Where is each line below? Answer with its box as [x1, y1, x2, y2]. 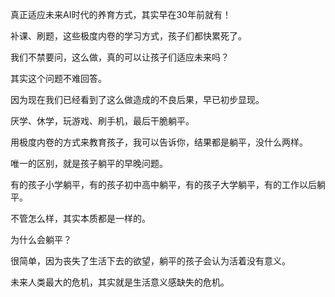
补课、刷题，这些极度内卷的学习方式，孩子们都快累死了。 [10, 30, 247, 42]
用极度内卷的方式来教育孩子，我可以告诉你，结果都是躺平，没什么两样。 [10, 136, 308, 148]
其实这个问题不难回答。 [10, 73, 107, 84]
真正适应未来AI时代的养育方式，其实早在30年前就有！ [10, 9, 232, 20]
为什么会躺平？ [10, 234, 72, 245]
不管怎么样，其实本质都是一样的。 [10, 213, 151, 224]
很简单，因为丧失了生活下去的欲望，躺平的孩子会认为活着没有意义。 [10, 255, 291, 267]
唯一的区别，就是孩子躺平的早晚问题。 [10, 158, 168, 169]
